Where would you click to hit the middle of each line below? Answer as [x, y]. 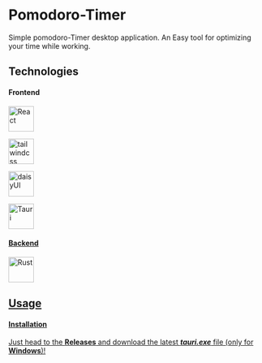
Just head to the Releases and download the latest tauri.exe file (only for [131, 342]
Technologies [44, 72]
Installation [28, 324]
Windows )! [27, 351]
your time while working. [49, 45]
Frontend [24, 92]
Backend [24, 243]
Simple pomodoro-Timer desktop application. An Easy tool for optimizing [130, 37]
